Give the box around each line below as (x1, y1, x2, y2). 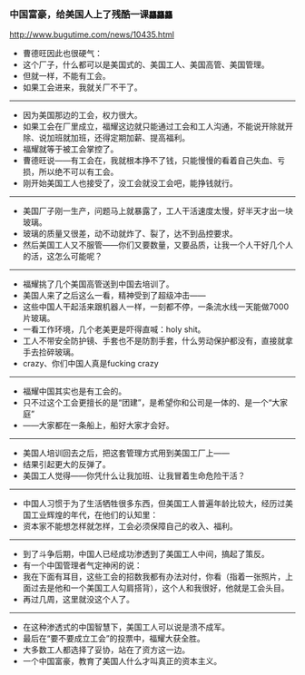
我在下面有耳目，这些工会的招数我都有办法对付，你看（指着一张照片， (22, 572, 286, 582)
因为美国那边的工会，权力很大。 (22, 110, 143, 121)
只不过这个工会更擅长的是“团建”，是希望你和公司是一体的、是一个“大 (22, 397, 280, 408)
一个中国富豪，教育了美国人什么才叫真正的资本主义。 (22, 656, 222, 667)
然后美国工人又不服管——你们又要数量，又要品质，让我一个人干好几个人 (22, 240, 293, 250)
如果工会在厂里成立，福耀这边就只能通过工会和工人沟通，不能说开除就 (22, 121, 286, 132)
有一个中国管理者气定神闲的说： (22, 560, 143, 571)
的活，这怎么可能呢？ (22, 251, 103, 262)
